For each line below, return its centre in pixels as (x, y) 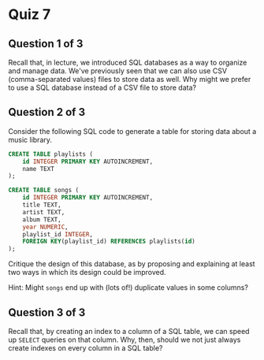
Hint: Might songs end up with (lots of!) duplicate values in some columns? (128, 288)
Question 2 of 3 (46, 112)
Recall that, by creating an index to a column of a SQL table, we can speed (129, 331)
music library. (30, 139)
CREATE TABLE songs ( (44, 191)
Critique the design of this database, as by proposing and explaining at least (132, 264)
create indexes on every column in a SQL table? (86, 348)
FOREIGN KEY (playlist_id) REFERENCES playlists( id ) (109, 242)
